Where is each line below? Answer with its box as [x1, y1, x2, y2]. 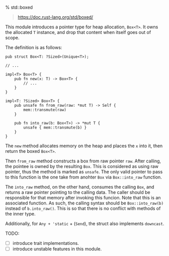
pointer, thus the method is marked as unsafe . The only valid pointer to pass [5, 169, 163, 175]
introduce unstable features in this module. [12, 246, 102, 252]
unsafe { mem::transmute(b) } [23, 125, 87, 130]
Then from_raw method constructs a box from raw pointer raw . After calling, [5, 158, 161, 164]
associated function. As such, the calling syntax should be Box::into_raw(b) [5, 200, 164, 206]
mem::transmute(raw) [23, 107, 67, 112]
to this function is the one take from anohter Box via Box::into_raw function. [5, 174, 162, 180]
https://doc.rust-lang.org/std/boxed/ [17, 14, 93, 20]
